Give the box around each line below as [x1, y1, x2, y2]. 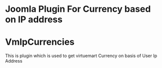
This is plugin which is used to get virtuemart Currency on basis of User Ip [5, 53, 158, 59]
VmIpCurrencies [5, 36, 75, 48]
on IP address [5, 14, 63, 25]
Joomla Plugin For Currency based [5, 3, 151, 15]
